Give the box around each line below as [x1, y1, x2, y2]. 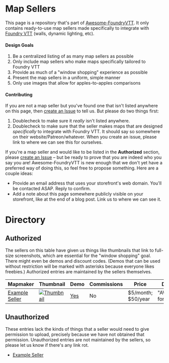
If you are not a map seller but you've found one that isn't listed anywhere [5, 103, 158, 109]
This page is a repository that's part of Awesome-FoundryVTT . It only [5, 20, 149, 26]
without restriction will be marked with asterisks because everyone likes [5, 263, 154, 270]
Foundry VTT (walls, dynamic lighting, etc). [5, 30, 95, 36]
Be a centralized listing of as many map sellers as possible [12, 53, 134, 59]
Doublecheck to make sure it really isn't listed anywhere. [12, 118, 130, 124]
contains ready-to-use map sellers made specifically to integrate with [5, 25, 149, 31]
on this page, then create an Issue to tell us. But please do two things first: [5, 108, 159, 114]
